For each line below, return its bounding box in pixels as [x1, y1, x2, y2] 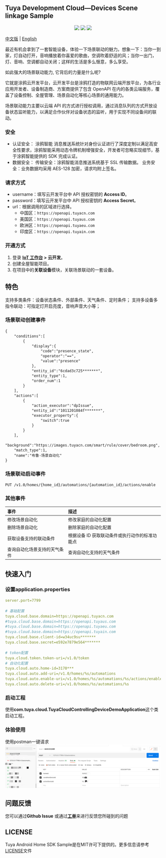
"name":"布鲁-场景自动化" [14, 453, 62, 458]
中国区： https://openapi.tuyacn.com [19, 210, 95, 216]
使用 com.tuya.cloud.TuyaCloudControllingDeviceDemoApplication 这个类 [5, 706, 159, 713]
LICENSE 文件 [5, 848, 32, 854]
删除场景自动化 [7, 524, 38, 530]
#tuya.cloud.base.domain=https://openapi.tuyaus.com [5, 619, 116, 624]
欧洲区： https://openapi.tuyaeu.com [19, 223, 95, 229]
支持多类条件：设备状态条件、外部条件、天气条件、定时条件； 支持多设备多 [5, 297, 158, 303]
